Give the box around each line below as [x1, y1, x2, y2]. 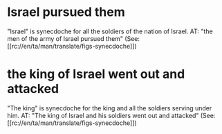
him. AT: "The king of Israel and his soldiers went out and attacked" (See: [7, 111, 216, 119]
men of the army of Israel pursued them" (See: [7, 34, 140, 42]
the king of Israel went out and [7, 67, 185, 82]
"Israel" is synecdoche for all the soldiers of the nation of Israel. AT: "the [7, 27, 213, 35]
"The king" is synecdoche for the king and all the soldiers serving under [7, 103, 212, 112]
